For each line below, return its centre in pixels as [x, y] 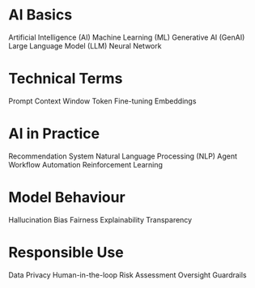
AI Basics [40, 15]
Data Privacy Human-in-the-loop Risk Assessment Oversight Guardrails [127, 275]
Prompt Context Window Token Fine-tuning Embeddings [102, 101]
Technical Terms [66, 79]
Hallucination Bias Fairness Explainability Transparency [100, 219]
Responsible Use [66, 252]
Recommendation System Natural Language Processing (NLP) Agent [123, 156]
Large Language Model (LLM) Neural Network [85, 45]
